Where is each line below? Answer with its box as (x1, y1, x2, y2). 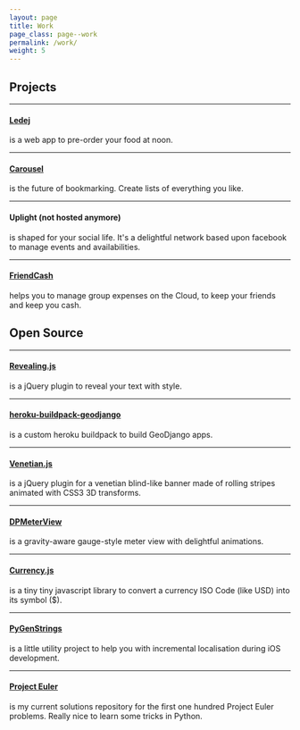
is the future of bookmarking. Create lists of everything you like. (9, 183, 244, 194)
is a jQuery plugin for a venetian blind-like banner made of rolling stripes (9, 478, 276, 489)
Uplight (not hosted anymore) (9, 212, 121, 222)
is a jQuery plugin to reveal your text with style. (9, 381, 183, 391)
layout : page (9, 13, 58, 22)
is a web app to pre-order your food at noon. (9, 135, 173, 146)
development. (9, 652, 60, 663)
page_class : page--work (9, 29, 98, 38)
